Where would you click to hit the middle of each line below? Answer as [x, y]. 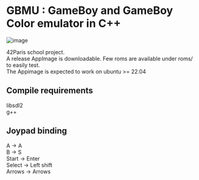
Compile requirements [50, 91]
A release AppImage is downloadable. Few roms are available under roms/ [100, 58]
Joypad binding [37, 131]
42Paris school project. [36, 52]
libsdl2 [15, 105]
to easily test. [23, 65]
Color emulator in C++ [63, 23]
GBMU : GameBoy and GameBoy [90, 11]
